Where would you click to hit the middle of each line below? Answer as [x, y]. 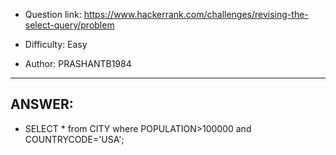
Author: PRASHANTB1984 [78, 63]
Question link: [53, 14]
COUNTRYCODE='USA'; [74, 139]
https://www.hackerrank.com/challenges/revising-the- [196, 14]
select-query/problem [69, 25]
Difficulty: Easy [56, 44]
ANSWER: [42, 104]
